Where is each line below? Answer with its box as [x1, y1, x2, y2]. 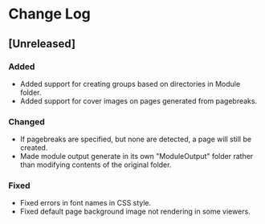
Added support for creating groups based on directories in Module [19, 79, 241, 88]
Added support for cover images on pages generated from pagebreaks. [19, 96, 258, 105]
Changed [8, 116, 46, 127]
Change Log [8, 5, 91, 23]
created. [19, 143, 48, 153]
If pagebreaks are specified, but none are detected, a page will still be [19, 134, 251, 145]
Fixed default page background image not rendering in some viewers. [19, 206, 251, 217]
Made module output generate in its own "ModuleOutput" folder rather [19, 152, 254, 161]
